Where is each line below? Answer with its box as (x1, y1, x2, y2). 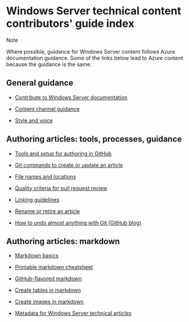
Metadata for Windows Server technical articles (14, 310, 132, 317)
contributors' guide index (6, 17, 135, 30)
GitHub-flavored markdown (14, 275, 82, 282)
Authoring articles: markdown (6, 236, 120, 246)
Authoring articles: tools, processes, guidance (6, 134, 182, 144)
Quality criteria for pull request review (14, 185, 108, 192)
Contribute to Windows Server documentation (14, 93, 128, 101)
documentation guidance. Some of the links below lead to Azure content (6, 54, 183, 61)
